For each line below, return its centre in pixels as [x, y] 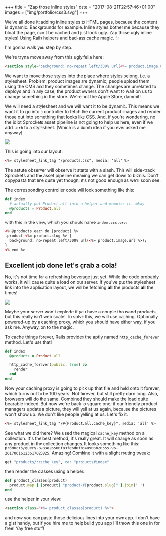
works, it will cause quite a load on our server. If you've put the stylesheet [80, 282]
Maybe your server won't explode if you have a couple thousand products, [81, 312]
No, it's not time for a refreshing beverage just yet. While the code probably [82, 277]
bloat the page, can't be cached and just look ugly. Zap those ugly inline [79, 32]
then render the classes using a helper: [45, 471]
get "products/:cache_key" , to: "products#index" [57, 462]
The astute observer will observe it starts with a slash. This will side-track [80, 170]
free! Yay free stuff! [25, 528]
